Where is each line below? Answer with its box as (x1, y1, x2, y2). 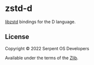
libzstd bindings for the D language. (5, 19, 76, 25)
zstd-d (5, 3, 33, 14)
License (5, 33, 29, 41)
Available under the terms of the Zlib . (5, 55, 79, 61)
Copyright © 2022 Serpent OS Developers (5, 45, 89, 51)
